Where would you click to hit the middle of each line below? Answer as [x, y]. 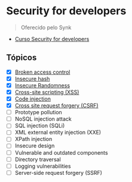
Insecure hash [32, 79]
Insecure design [35, 146]
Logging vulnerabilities [43, 166]
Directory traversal [38, 159]
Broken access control [42, 72]
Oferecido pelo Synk [46, 27]
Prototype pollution [39, 112]
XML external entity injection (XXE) [58, 133]
